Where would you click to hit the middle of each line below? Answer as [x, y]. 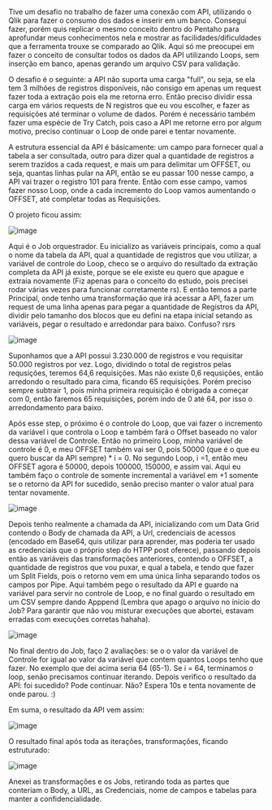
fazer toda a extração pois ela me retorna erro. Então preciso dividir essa [131, 96]
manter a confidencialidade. [55, 799]
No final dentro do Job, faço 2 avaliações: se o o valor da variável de [123, 651]
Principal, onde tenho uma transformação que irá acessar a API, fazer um [131, 298]
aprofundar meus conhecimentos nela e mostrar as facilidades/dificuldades [135, 37]
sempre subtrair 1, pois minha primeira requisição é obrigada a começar [129, 390]
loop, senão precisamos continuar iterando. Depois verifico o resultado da [132, 676]
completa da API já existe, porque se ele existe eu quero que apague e [127, 272]
